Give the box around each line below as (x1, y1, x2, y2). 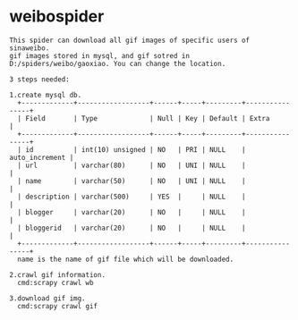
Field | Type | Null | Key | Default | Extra (25, 114, 270, 122)
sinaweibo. (9, 43, 50, 53)
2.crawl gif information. (9, 270, 106, 279)
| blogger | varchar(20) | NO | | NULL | (17, 207, 246, 216)
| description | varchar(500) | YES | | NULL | (17, 192, 246, 201)
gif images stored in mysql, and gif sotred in (9, 51, 191, 60)
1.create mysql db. (9, 90, 82, 99)
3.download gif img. (9, 293, 87, 303)
